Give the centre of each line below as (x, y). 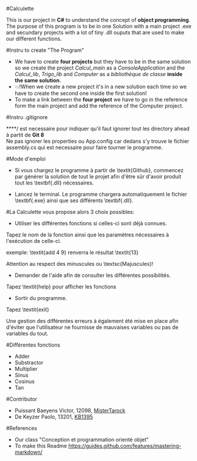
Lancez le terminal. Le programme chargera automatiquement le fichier (101, 194)
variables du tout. (27, 333)
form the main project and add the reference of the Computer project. (99, 106)
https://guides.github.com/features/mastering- (125, 446)
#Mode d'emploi (26, 159)
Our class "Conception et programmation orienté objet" (81, 439)
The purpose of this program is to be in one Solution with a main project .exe (99, 26)
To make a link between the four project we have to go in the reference (101, 99)
